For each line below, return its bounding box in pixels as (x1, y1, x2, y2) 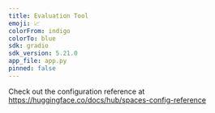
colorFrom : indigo (8, 27, 71, 35)
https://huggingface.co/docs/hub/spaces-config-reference (8, 94, 207, 105)
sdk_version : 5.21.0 (8, 49, 79, 57)
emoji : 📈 (8, 19, 41, 27)
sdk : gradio (8, 42, 49, 50)
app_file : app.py (8, 57, 67, 65)
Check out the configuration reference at (8, 86, 145, 96)
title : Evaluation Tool (8, 11, 89, 20)
